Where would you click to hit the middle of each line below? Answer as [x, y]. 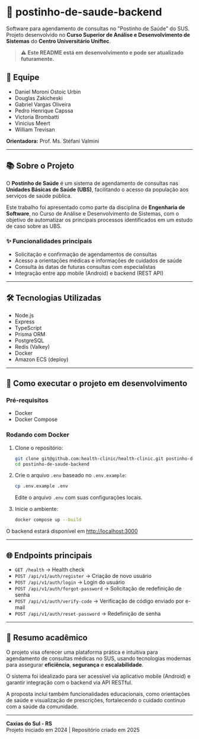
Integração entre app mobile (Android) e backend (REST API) [89, 273]
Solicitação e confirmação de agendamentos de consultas [86, 254]
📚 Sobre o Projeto [40, 166]
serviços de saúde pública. [39, 195]
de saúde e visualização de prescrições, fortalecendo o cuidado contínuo [96, 700]
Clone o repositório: [39, 448]
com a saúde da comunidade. [42, 706]
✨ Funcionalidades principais [49, 241]
